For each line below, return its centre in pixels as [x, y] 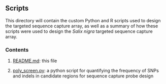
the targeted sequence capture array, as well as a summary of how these [82, 26]
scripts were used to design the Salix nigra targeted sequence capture [79, 31]
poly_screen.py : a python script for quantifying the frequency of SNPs [86, 71]
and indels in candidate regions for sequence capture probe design [83, 76]
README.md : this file [35, 61]
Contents [17, 50]
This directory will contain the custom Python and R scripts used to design [83, 20]
